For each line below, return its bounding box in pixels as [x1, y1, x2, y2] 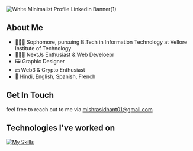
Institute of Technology [14, 44, 72, 52]
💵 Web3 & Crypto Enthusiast [14, 66, 86, 73]
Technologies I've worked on [6, 123, 115, 133]
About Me [6, 23, 43, 33]
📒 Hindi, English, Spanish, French [14, 73, 96, 80]
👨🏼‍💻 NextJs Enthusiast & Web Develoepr [14, 51, 115, 58]
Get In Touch [6, 90, 54, 100]
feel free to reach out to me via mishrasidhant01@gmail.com [6, 105, 153, 113]
